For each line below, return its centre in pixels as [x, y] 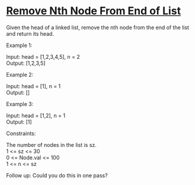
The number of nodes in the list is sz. [51, 145]
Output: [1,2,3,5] [26, 63]
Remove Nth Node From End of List [94, 11]
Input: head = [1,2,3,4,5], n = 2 [43, 57]
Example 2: [20, 74]
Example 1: [19, 45]
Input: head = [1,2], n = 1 [36, 115]
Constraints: [21, 133]
